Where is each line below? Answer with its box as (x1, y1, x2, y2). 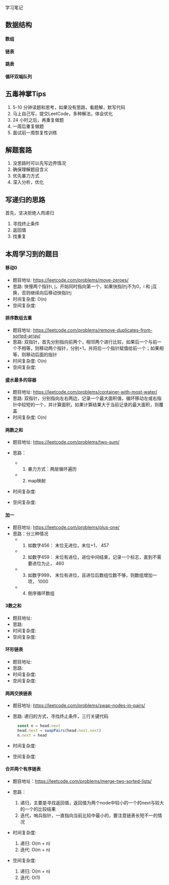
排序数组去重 (5, 315, 32, 321)
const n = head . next (17, 723, 61, 729)
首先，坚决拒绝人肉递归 (5, 210, 54, 216)
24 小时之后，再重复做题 (12, 117, 64, 123)
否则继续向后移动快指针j (21, 290, 72, 296)
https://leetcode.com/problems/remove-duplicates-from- (32, 327, 153, 333)
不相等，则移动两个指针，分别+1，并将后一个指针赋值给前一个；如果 (17, 345, 159, 351)
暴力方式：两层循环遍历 (27, 466, 77, 472)
